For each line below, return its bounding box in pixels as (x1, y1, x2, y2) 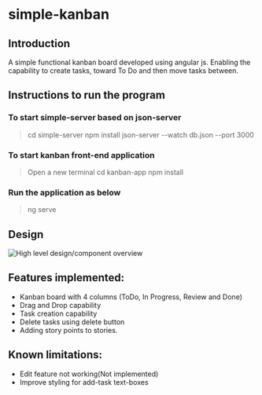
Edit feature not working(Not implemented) (19, 369, 159, 379)
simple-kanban (8, 5, 110, 24)
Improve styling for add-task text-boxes (19, 377, 149, 386)
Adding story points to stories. (19, 325, 118, 335)
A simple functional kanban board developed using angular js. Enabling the (8, 57, 251, 67)
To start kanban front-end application (8, 149, 155, 160)
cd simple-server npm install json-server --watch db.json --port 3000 (27, 130, 254, 139)
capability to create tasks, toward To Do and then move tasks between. (8, 66, 238, 75)
